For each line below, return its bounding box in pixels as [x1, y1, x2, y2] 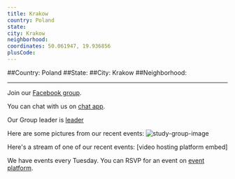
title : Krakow [7, 10, 49, 17]
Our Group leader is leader [7, 115, 84, 124]
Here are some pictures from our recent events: [7, 129, 145, 137]
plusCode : [7, 50, 36, 57]
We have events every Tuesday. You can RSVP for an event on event [7, 156, 205, 164]
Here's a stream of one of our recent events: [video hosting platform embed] [7, 143, 228, 151]
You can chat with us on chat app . [7, 102, 106, 110]
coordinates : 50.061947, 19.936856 [7, 43, 111, 50]
